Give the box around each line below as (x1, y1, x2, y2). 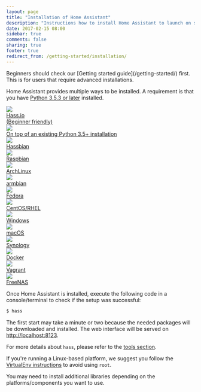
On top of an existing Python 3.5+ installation (6, 130, 117, 138)
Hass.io (6, 111, 25, 118)
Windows (6, 217, 30, 224)
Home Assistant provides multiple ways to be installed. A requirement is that (6, 87, 194, 95)
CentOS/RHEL (6, 204, 41, 211)
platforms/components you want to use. (6, 379, 105, 386)
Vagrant (6, 266, 26, 273)
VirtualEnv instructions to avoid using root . (6, 361, 112, 368)
